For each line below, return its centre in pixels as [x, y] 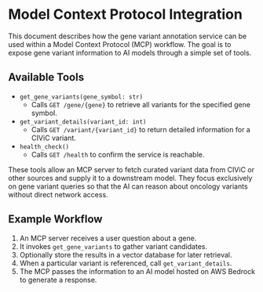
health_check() [44, 146]
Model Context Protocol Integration [126, 14]
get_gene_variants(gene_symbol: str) [81, 97]
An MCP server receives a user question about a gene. [108, 238]
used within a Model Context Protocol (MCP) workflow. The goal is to [120, 44]
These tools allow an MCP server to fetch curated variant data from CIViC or [131, 169]
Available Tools [46, 77]
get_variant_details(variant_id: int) [83, 122]
